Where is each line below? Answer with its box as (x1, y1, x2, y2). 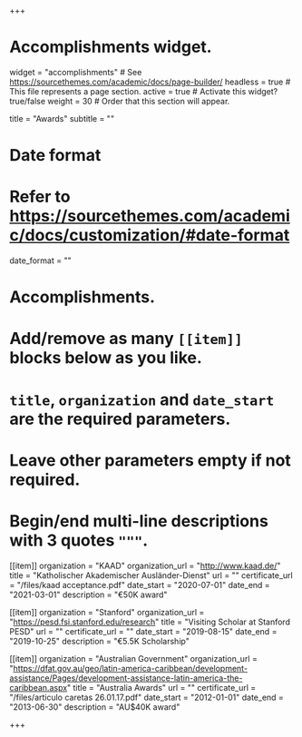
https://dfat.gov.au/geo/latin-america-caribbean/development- (13, 663, 248, 673)
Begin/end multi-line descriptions (9, 511, 269, 531)
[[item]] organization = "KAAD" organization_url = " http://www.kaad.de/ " (9, 560, 281, 571)
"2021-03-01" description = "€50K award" (9, 589, 168, 600)
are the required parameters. (9, 408, 231, 429)
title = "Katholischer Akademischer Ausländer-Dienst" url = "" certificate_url (9, 569, 293, 581)
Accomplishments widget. (9, 37, 212, 57)
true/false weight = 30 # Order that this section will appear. (9, 95, 230, 106)
